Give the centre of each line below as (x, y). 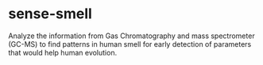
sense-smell (50, 14)
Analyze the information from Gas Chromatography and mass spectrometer (132, 36)
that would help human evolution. (63, 52)
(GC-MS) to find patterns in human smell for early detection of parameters (130, 44)
